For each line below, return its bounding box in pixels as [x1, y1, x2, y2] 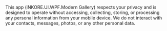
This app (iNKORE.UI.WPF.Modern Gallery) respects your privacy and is [5, 4, 157, 10]
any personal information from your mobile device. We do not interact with [5, 15, 162, 20]
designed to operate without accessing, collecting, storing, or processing [5, 9, 160, 15]
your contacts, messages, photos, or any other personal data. [5, 20, 136, 26]
